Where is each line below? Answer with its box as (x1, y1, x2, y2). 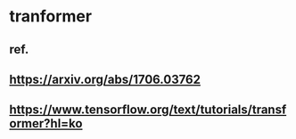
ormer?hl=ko (9, 116, 83, 131)
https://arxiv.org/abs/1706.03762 (9, 71, 201, 86)
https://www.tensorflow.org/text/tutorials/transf (9, 102, 287, 118)
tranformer (9, 6, 92, 27)
